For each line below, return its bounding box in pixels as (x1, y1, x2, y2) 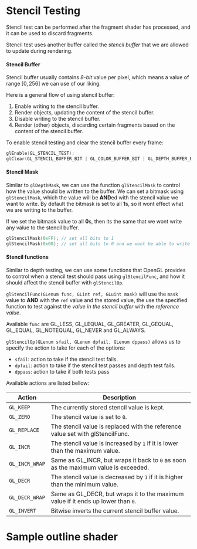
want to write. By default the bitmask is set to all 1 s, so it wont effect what (6, 201, 184, 208)
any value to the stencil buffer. (6, 224, 79, 231)
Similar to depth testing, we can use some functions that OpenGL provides (6, 267, 186, 274)
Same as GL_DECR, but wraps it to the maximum (50, 490, 184, 498)
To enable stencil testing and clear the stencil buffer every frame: (6, 139, 164, 146)
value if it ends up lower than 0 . (50, 497, 137, 506)
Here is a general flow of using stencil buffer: (6, 91, 116, 99)
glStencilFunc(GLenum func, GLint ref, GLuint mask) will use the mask (6, 290, 178, 297)
